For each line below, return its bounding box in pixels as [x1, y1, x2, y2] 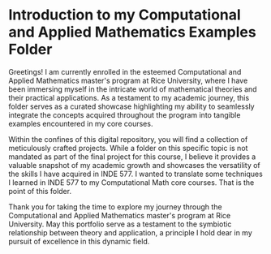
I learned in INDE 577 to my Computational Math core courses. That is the [8, 177, 255, 187]
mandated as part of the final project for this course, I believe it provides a [8, 152, 256, 161]
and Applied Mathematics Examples [8, 23, 257, 41]
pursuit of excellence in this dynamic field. [8, 236, 150, 246]
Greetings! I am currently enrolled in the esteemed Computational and [8, 67, 242, 76]
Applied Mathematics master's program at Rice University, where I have [8, 75, 248, 85]
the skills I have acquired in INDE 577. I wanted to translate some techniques [8, 169, 264, 179]
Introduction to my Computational [8, 6, 241, 24]
